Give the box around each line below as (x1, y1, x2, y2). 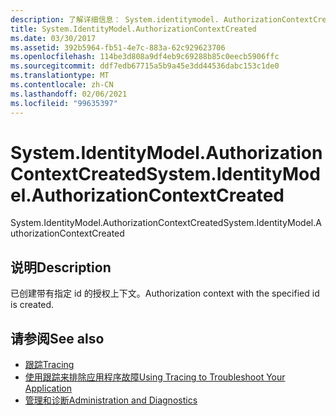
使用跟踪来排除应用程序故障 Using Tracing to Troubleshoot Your (24, 371, 286, 383)
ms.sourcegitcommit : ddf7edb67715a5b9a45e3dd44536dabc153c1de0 (10, 61, 280, 71)
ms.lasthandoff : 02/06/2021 (10, 89, 128, 99)
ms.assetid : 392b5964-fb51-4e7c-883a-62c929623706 (10, 42, 226, 53)
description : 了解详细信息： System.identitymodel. (10, 14, 220, 25)
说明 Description (10, 259, 112, 276)
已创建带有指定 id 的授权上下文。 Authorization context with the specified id (10, 287, 320, 300)
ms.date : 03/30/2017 (10, 33, 97, 43)
